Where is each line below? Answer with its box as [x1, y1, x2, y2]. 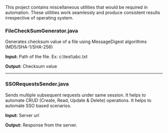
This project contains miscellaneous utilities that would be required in [5, 4, 148, 10]
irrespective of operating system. [5, 15, 73, 20]
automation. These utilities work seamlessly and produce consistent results [5, 9, 160, 15]
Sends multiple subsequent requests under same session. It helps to [5, 92, 146, 98]
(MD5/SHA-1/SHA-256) [5, 44, 53, 50]
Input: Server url [5, 112, 39, 118]
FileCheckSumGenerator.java [5, 27, 78, 34]
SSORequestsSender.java [5, 80, 69, 87]
